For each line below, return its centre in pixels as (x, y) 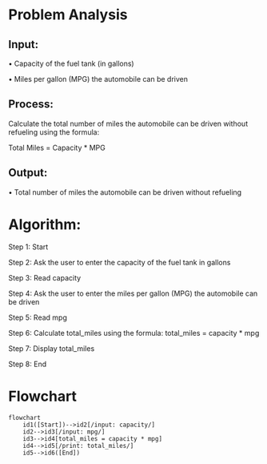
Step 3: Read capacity (45, 277)
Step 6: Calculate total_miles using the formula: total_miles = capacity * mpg (134, 333)
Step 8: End (27, 364)
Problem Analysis (68, 15)
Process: (31, 105)
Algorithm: (45, 224)
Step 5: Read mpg (38, 317)
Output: (28, 173)
